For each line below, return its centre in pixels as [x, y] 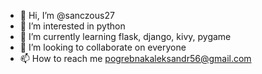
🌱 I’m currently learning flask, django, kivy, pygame [125, 36]
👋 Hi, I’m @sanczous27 [67, 15]
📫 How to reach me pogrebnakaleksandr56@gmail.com [135, 58]
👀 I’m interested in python [72, 26]
